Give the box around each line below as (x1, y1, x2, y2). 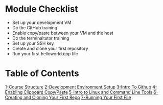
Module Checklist (5, 3, 78, 15)
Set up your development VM (12, 20, 71, 25)
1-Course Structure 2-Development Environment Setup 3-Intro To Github (5, 84, 152, 90)
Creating (5, 94, 23, 100)
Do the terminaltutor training (12, 35, 70, 41)
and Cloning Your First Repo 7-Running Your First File (23, 94, 131, 100)
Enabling (5, 89, 23, 95)
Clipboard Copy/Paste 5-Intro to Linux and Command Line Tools (23, 89, 153, 95)
